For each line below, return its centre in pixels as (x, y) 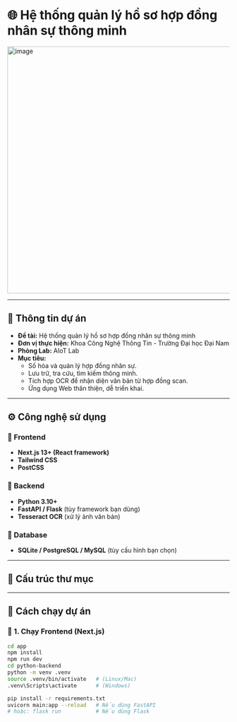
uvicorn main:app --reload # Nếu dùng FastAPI (82, 705)
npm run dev (25, 659)
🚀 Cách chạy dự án (49, 611)
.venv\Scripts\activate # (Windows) (69, 686)
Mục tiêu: (32, 358)
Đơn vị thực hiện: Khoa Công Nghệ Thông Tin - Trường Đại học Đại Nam (123, 343)
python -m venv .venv (39, 672)
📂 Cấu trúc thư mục (50, 579)
